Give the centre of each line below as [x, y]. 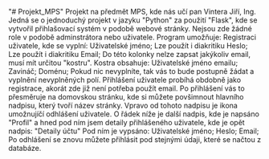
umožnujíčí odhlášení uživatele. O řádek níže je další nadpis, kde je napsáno [134, 114]
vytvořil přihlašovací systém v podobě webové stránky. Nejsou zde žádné [130, 29]
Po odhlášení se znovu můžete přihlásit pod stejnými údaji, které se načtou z [135, 139]
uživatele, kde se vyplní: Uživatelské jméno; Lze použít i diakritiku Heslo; [128, 46]
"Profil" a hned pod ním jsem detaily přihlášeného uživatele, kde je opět [126, 122]
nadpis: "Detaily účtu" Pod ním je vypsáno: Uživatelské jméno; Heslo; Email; [134, 131]
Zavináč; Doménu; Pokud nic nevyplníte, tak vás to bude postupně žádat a [131, 71]
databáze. [25, 148]
